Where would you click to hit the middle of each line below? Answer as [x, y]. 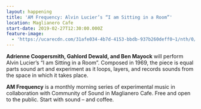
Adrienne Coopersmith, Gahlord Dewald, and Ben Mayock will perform [95, 56]
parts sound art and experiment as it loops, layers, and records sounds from [100, 69]
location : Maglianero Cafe [40, 23]
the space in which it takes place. [47, 75]
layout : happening [29, 12]
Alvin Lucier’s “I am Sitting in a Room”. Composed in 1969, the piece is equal [100, 63]
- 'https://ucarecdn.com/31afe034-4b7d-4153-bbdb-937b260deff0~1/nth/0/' [105, 39]
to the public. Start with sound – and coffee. [60, 99]
